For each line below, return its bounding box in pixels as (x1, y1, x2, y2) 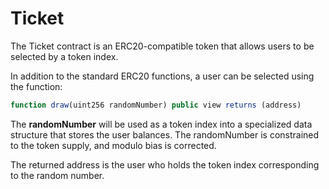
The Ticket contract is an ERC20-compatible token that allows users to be (10, 40, 315, 52)
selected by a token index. (10, 50, 119, 62)
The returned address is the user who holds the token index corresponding (10, 158, 320, 171)
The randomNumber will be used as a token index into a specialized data (10, 118, 313, 130)
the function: (10, 80, 63, 92)
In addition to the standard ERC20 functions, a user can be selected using (10, 70, 315, 82)
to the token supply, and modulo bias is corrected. (10, 139, 217, 151)
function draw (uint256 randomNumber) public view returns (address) (10, 100, 302, 110)
